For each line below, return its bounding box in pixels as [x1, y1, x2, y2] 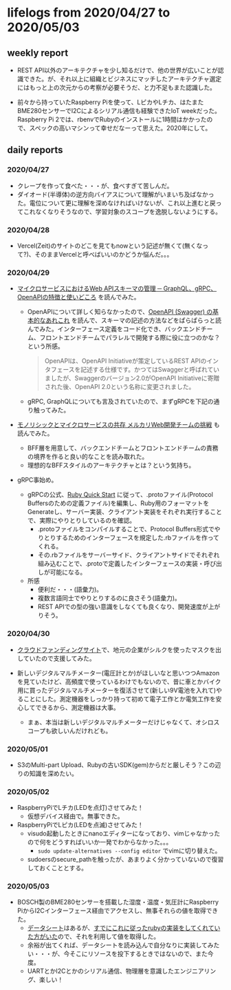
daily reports [7, 144, 63, 156]
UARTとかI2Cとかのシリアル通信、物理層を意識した [27, 967, 174, 976]
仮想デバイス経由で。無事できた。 [27, 812, 124, 820]
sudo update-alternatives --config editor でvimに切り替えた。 [37, 847, 221, 855]
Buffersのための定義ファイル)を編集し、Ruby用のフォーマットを [27, 499, 210, 508]
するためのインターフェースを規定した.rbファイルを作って [56, 533, 220, 542]
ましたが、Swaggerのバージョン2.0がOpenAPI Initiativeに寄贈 [44, 374, 220, 382]
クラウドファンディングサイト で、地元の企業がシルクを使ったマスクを [16, 645, 216, 653]
